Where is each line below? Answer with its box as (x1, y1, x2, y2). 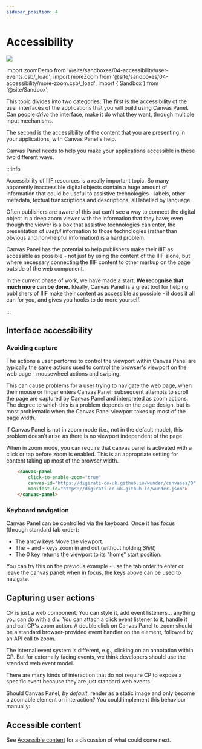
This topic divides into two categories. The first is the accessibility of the (6, 98, 187, 105)
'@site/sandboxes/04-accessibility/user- (67, 66, 169, 73)
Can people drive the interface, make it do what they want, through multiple (6, 110, 195, 118)
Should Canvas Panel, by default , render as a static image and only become (6, 690, 195, 697)
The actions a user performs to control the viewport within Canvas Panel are (6, 358, 197, 365)
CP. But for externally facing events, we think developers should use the (6, 653, 186, 660)
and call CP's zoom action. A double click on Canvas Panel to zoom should (6, 622, 193, 629)
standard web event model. (6, 659, 74, 666)
